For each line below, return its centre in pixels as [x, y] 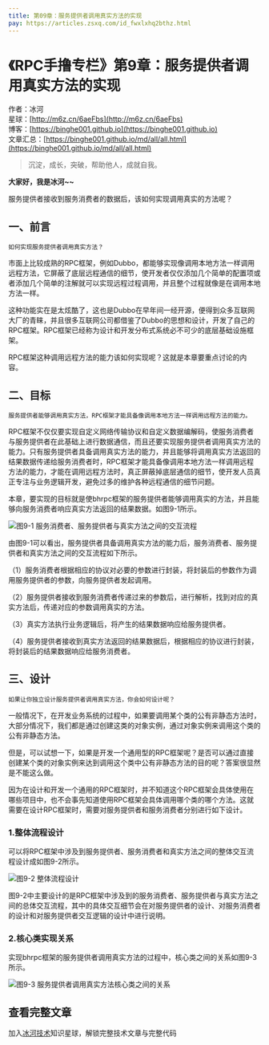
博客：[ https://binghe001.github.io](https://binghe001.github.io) [113, 129]
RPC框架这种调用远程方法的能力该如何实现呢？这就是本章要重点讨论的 [124, 357]
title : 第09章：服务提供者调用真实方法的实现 [75, 16]
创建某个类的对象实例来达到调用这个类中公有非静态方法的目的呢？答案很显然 [134, 762]
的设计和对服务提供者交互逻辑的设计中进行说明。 [89, 916]
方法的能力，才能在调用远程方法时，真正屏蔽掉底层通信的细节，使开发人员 [131, 472]
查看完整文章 [40, 1012]
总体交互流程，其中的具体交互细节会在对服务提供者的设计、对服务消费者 [141, 906]
